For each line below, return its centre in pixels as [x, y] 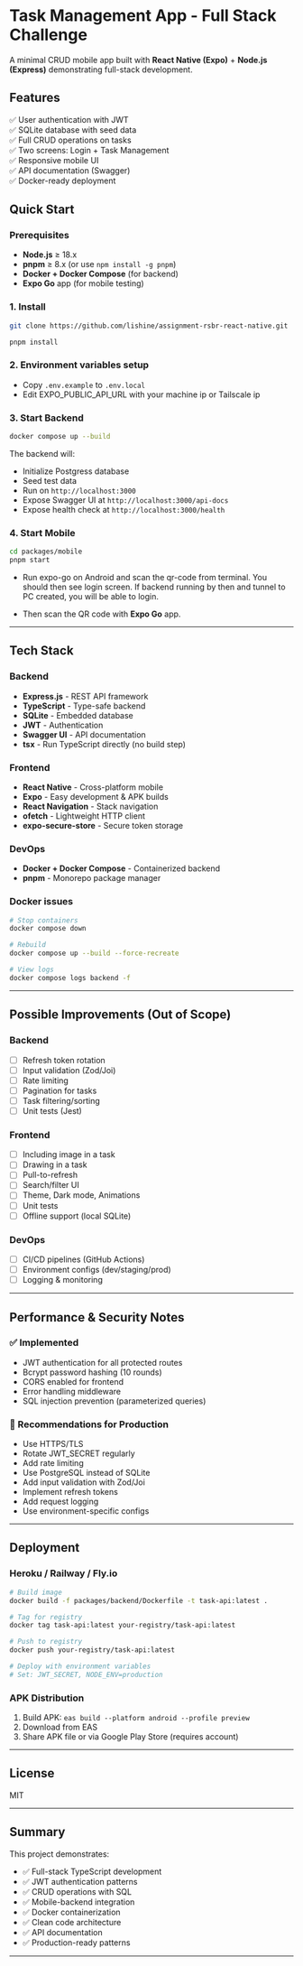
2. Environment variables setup [79, 365]
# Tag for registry [46, 1617]
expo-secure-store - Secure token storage [102, 825]
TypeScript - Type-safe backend [84, 706]
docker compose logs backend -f [70, 978]
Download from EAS [60, 1727]
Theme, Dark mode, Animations [81, 1195]
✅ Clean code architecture [72, 1922]
